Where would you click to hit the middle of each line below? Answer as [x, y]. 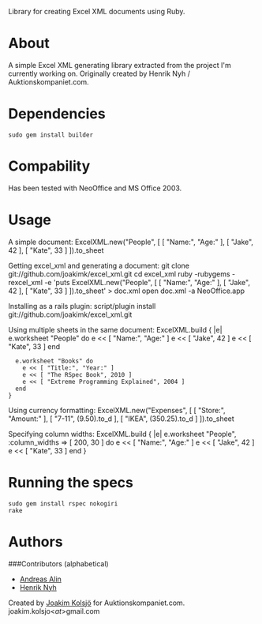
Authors [36, 541]
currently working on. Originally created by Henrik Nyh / [99, 73]
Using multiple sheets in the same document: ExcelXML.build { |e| [115, 329]
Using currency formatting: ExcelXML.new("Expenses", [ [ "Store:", [117, 410]
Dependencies [57, 114]
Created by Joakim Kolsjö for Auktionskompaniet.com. [97, 603]
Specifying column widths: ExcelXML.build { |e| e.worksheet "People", [122, 434]
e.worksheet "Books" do [54, 361]
